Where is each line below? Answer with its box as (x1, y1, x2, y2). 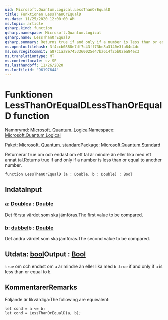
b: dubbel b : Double (5, 224, 54, 231)
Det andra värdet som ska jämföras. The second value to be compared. (5, 235, 151, 241)
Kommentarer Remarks (5, 283, 77, 292)
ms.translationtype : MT (5, 53, 55, 59)
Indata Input (5, 185, 42, 194)
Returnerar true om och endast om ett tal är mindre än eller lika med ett (5, 151, 151, 157)
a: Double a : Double (5, 200, 54, 207)
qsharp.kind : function (5, 26, 52, 31)
